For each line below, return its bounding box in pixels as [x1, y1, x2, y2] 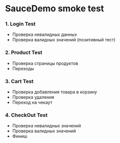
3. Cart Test [5, 78, 34, 85]
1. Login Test [5, 21, 36, 28]
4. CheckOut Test [5, 112, 48, 118]
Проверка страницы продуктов [12, 60, 79, 66]
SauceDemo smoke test [5, 3, 104, 14]
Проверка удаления [12, 94, 55, 100]
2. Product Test [5, 49, 43, 56]
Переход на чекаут [12, 99, 53, 106]
